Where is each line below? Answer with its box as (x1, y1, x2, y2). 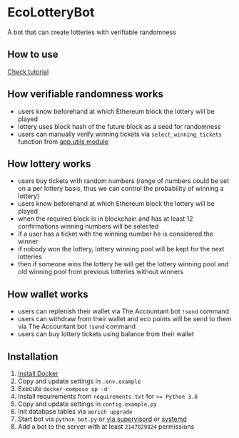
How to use (7, 48, 59, 61)
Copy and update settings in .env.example (17, 377, 141, 385)
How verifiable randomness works (7, 88, 164, 100)
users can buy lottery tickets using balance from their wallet (17, 330, 194, 338)
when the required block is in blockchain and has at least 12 (17, 214, 193, 223)
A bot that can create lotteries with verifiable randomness (7, 28, 177, 36)
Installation (7, 350, 59, 363)
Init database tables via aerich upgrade (17, 407, 133, 415)
